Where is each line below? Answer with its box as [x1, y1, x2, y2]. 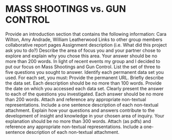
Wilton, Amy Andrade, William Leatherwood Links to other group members [5, 36, 163, 43]
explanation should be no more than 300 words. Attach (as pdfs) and [5, 118, 151, 124]
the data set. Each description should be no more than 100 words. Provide [5, 80, 162, 86]
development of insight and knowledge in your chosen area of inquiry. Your [5, 112, 165, 118]
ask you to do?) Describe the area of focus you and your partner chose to [5, 47, 161, 53]
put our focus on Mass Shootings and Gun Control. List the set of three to [5, 64, 161, 70]
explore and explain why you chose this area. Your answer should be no [5, 52, 158, 59]
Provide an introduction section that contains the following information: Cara [5, 31, 167, 37]
